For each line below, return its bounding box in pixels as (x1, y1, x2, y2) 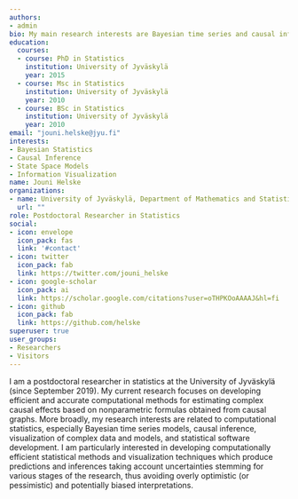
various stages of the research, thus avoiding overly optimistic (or (9, 470, 250, 480)
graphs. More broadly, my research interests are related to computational (9, 414, 277, 424)
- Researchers (9, 343, 62, 352)
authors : (9, 12, 42, 22)
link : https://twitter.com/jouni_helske (17, 269, 169, 278)
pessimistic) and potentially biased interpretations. (9, 479, 193, 490)
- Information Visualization (9, 170, 117, 178)
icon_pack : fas (17, 236, 74, 245)
